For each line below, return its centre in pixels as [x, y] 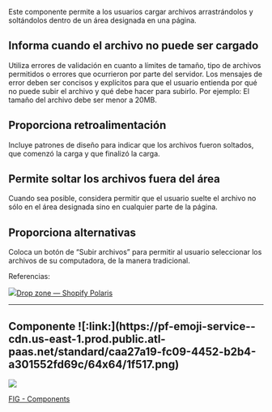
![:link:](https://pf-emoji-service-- [167, 326]
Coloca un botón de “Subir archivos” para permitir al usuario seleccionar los [135, 252]
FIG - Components [39, 399]
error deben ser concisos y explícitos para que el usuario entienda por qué [133, 82]
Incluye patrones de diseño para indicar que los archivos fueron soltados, [131, 144]
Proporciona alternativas [72, 232]
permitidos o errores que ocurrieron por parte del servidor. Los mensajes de [136, 74]
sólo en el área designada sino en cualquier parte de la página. [113, 207]
